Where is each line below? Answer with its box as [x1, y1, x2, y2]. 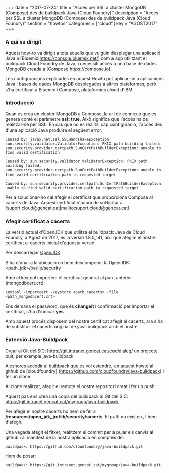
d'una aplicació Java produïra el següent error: [5, 126, 103, 133]
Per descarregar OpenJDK [5, 249, 61, 255]
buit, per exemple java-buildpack [5, 353, 74, 359]
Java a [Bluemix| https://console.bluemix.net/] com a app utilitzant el [5, 55, 147, 61]
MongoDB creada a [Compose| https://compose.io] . [5, 66, 112, 72]
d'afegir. [5, 419, 23, 425]
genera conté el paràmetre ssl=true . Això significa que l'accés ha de [5, 116, 148, 122]
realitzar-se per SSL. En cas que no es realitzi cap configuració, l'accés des [5, 121, 162, 127]
